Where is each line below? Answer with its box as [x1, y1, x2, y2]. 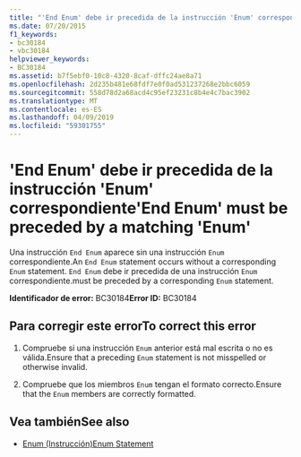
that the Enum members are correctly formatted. [21, 388, 197, 399]
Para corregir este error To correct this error [9, 319, 257, 334]
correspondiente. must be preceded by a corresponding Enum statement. [9, 275, 274, 286]
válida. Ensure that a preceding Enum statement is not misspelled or [21, 351, 267, 363]
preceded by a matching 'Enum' [9, 217, 252, 237]
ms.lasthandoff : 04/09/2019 [9, 113, 115, 122]
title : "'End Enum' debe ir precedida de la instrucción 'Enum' [9, 13, 254, 22]
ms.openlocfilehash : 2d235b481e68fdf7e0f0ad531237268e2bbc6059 [9, 80, 251, 89]
